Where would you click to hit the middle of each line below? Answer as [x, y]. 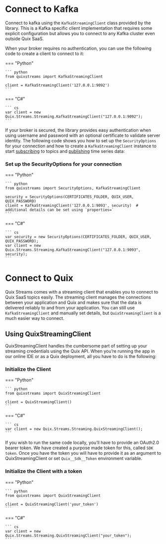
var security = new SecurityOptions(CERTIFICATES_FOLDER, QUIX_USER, [79, 237]
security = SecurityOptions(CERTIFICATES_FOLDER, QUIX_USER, [70, 197]
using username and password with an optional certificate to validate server [83, 135]
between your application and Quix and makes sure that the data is [73, 302]
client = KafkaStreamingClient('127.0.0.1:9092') [57, 85]
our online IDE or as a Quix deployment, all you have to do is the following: [81, 356]
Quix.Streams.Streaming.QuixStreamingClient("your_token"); [69, 536]
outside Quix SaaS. [25, 39]
